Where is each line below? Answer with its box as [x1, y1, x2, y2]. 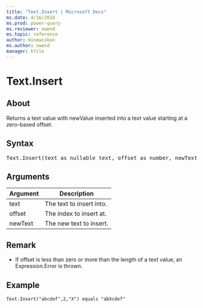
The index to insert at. [45, 209, 107, 218]
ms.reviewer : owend [6, 25, 56, 32]
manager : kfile [6, 48, 45, 54]
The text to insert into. [45, 200, 108, 208]
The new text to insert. [45, 219, 109, 228]
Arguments [6, 171, 50, 182]
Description [59, 189, 94, 198]
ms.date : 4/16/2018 [6, 15, 56, 21]
